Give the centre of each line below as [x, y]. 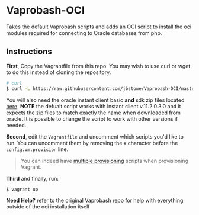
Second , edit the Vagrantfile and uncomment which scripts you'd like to [95, 136]
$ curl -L [18, 89]
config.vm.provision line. [37, 149]
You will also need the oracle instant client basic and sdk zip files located [95, 100]
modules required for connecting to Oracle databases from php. [84, 33]
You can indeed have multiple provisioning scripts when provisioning [104, 161]
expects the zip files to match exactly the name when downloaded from [93, 113]
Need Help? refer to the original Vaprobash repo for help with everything [95, 200]
